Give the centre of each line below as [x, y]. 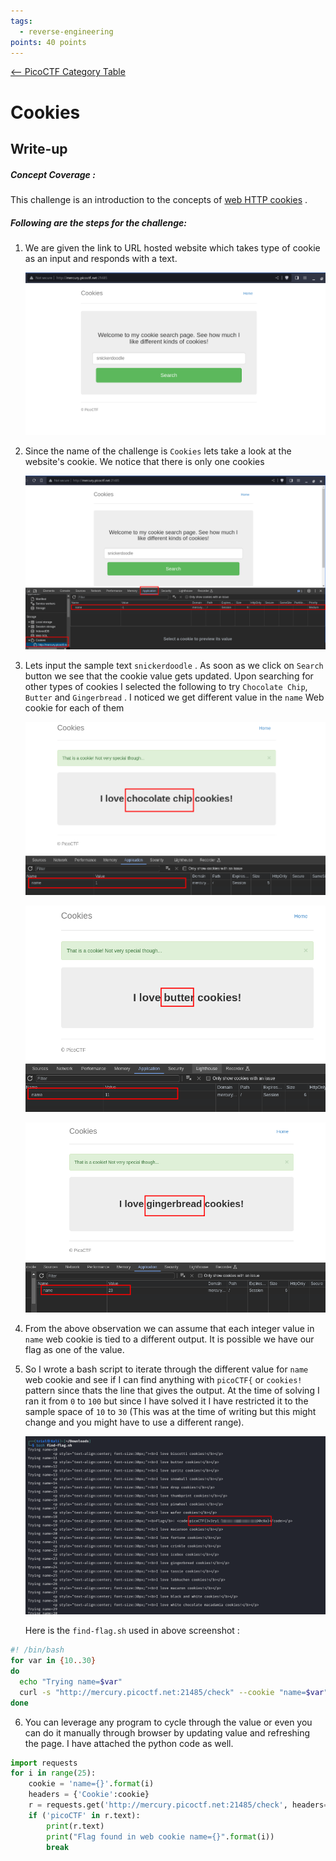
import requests [44, 1763]
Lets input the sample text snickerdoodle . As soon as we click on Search [174, 665]
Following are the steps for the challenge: [98, 222]
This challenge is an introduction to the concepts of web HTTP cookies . [159, 199]
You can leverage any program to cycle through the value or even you [168, 1722]
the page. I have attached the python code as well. [129, 1743]
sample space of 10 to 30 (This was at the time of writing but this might [170, 1412]
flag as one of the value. [74, 1350]
